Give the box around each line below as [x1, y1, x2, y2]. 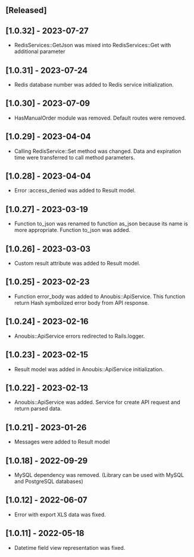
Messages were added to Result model [14, 438, 110, 445]
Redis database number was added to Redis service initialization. [14, 81, 174, 88]
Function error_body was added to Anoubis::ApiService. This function [14, 293, 186, 300]
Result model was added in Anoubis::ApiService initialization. [14, 365, 164, 373]
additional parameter [14, 48, 66, 55]
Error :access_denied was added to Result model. [14, 187, 136, 194]
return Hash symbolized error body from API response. [14, 299, 149, 306]
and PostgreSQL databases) [14, 478, 84, 485]
